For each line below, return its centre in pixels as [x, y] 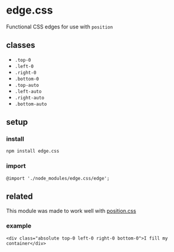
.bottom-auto [31, 104]
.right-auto [29, 98]
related [20, 197]
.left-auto [28, 91]
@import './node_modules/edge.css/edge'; [58, 178]
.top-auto [27, 85]
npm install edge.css [33, 151]
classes [21, 45]
